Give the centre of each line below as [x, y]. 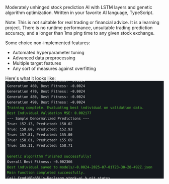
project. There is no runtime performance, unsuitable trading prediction [79, 28]
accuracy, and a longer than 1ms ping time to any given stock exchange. [80, 33]
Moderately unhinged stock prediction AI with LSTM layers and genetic [79, 7]
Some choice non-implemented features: [48, 43]
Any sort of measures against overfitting [54, 68]
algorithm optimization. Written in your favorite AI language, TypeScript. [79, 13]
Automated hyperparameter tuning [48, 53]
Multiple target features [37, 63]
